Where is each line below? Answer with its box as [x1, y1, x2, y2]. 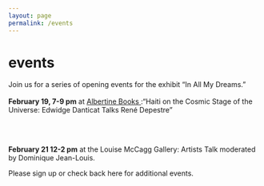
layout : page [8, 11, 52, 20]
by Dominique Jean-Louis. [8, 153, 96, 163]
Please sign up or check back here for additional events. [8, 168, 194, 178]
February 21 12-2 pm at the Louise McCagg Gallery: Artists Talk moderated [8, 144, 256, 154]
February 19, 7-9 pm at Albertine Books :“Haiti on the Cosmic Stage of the [8, 97, 254, 106]
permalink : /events [8, 19, 74, 27]
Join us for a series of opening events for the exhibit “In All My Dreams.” [8, 80, 246, 89]
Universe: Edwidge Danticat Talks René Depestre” [8, 105, 174, 115]
